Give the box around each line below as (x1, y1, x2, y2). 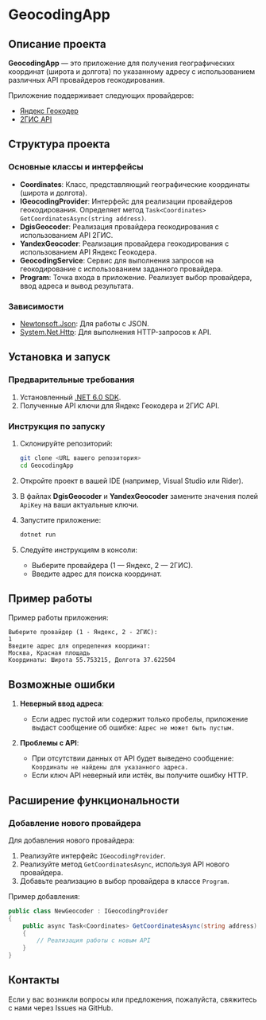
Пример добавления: (8, 891, 81, 901)
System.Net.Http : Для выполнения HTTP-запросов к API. (19, 327, 212, 337)
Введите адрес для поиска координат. (31, 569, 163, 578)
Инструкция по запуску (8, 420, 106, 431)
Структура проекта (8, 138, 110, 151)
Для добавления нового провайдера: (8, 835, 135, 845)
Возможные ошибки (8, 678, 115, 691)
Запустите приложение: (19, 515, 102, 524)
